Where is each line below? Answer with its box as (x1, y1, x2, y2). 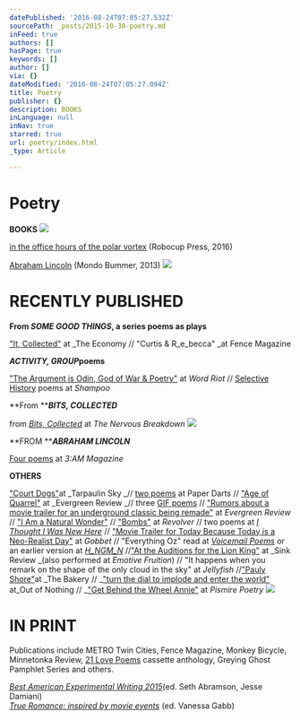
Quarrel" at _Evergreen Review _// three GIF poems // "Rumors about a (9, 497, 270, 507)
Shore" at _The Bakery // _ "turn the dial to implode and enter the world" (9, 573, 270, 584)
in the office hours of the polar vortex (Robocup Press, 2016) (9, 241, 233, 252)
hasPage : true (9, 47, 63, 56)
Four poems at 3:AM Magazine (9, 453, 124, 464)
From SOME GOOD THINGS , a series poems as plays (9, 320, 208, 332)
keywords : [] (9, 55, 58, 64)
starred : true (9, 130, 63, 139)
